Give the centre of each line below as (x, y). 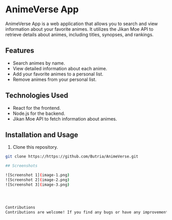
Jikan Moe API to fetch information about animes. (65, 118)
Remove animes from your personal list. (55, 79)
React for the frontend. (37, 108)
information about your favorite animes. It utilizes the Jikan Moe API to (79, 29)
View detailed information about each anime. (60, 68)
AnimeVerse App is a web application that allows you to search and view (82, 24)
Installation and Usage (42, 135)
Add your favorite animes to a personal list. (58, 74)
